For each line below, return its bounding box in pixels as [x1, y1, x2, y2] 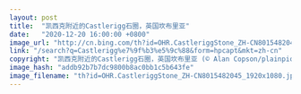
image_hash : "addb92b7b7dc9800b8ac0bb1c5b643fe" [9, 64, 194, 73]
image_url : [9, 38, 50, 47]
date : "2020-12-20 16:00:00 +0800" [9, 30, 150, 38]
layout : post [9, 13, 58, 22]
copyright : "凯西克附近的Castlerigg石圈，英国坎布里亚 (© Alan [9, 55, 230, 64]
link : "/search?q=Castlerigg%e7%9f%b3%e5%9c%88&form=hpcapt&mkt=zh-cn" [9, 47, 282, 56]
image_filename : [9, 72, 70, 81]
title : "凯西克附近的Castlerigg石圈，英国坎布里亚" [9, 21, 190, 30]
